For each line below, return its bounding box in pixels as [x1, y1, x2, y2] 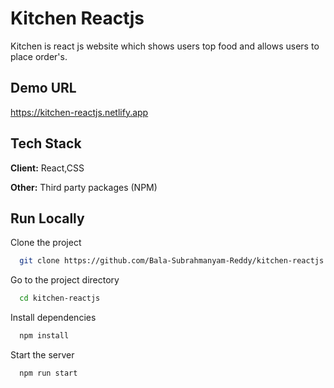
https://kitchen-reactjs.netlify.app [10, 106, 149, 118]
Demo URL [10, 80, 77, 97]
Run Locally [10, 210, 85, 227]
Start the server [10, 349, 75, 361]
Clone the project [10, 237, 82, 249]
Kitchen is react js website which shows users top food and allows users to [10, 40, 320, 52]
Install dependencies [10, 312, 97, 324]
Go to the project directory [10, 274, 120, 286]
